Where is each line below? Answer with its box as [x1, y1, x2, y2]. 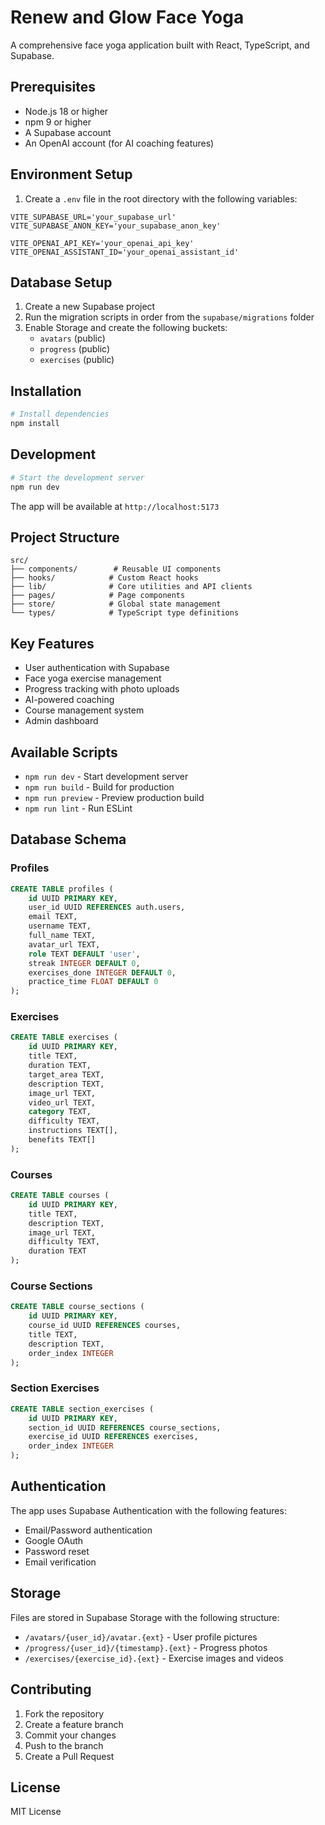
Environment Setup [10, 166, 133, 183]
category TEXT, [28, 1107, 92, 1117]
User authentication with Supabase [24, 662, 170, 674]
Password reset [24, 1545, 90, 1557]
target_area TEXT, [28, 1069, 105, 1080]
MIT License [10, 1806, 62, 1818]
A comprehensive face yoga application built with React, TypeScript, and [10, 39, 310, 51]
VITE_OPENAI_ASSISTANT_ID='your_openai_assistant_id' [10, 247, 240, 257]
